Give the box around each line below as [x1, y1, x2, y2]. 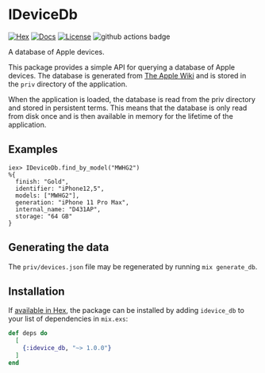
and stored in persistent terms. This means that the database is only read [8, 103, 248, 112]
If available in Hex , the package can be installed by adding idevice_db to [8, 306, 244, 315]
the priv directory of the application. [8, 79, 128, 89]
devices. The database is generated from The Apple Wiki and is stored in [8, 70, 247, 80]
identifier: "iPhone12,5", [15, 185, 105, 192]
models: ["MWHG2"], [15, 192, 80, 200]
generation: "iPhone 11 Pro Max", [15, 198, 129, 207]
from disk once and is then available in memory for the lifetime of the [8, 111, 234, 120]
